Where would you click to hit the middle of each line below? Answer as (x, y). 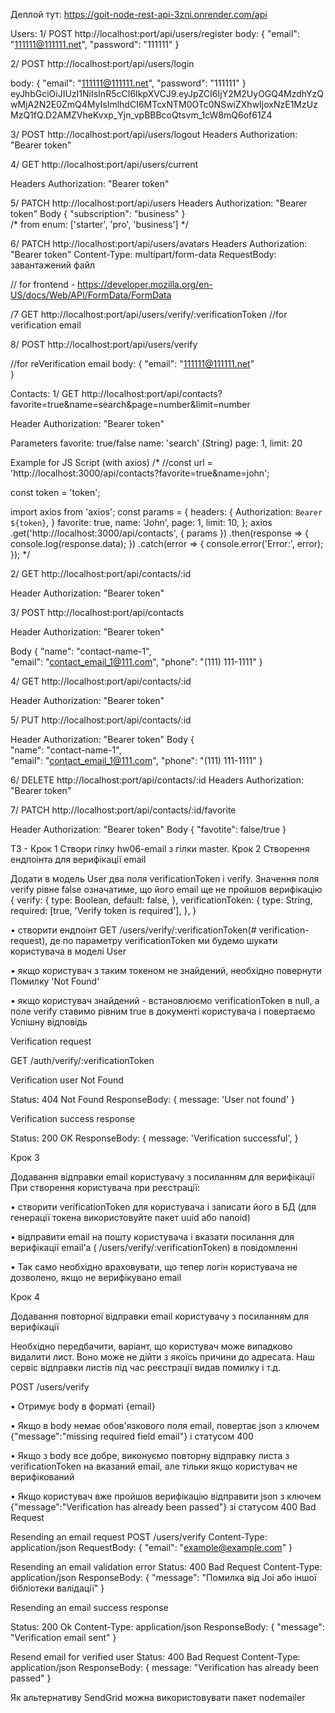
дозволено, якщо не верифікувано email (96, 1277)
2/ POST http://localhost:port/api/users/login (102, 63)
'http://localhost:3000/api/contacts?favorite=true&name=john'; (140, 473)
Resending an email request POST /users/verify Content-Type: (139, 1537)
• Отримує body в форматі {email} (83, 1406)
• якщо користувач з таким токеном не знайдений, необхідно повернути (166, 970)
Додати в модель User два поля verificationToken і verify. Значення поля (165, 878)
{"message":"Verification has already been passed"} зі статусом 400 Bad (163, 1507)
